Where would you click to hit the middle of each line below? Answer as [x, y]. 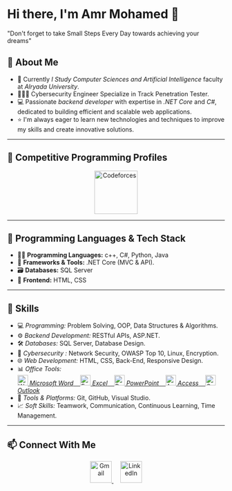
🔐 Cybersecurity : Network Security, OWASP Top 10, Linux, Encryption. [118, 353]
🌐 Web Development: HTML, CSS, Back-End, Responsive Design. [110, 361]
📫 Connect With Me [52, 445]
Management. [37, 416]
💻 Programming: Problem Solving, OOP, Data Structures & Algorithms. [118, 325]
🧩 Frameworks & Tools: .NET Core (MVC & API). [86, 262]
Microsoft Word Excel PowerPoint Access [114, 383]
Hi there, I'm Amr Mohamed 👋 [93, 14]
